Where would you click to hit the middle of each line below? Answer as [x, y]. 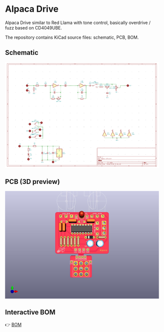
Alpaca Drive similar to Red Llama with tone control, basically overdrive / [78, 23]
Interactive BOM [30, 312]
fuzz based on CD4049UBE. [34, 27]
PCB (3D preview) [32, 182]
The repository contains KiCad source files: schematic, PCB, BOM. [72, 37]
